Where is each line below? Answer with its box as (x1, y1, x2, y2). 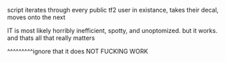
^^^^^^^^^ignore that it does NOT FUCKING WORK (7, 48, 148, 55)
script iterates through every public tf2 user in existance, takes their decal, (7, 6, 219, 14)
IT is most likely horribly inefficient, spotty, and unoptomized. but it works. (7, 27, 218, 34)
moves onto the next (7, 13, 66, 21)
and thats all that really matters (7, 34, 95, 42)
